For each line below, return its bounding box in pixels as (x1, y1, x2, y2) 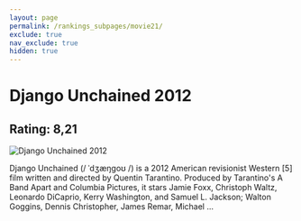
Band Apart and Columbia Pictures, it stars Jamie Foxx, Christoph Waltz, (9, 182, 278, 193)
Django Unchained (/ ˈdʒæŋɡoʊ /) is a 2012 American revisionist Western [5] (9, 163, 293, 174)
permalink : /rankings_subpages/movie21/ (9, 22, 164, 31)
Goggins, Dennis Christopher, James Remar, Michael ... (9, 201, 214, 212)
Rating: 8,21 (9, 121, 78, 136)
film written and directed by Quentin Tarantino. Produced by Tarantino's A (9, 172, 284, 183)
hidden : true (9, 47, 59, 56)
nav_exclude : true (9, 38, 78, 48)
